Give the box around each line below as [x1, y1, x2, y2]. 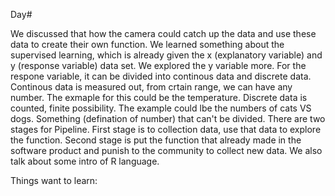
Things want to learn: [10, 175, 98, 186]
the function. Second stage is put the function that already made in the [10, 134, 302, 146]
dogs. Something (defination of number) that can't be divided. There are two [10, 113, 326, 124]
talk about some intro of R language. [10, 155, 160, 167]
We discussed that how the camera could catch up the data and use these [10, 28, 317, 39]
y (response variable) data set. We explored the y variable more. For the [10, 60, 307, 71]
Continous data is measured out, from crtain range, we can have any [10, 81, 293, 93]
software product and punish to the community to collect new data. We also [10, 145, 323, 156]
